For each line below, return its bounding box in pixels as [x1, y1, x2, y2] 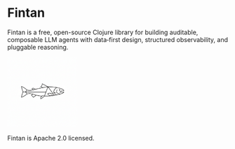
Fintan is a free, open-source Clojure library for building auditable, [7, 28, 199, 36]
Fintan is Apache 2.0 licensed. [7, 134, 95, 142]
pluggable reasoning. [7, 43, 69, 51]
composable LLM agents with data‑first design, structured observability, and [7, 35, 228, 43]
